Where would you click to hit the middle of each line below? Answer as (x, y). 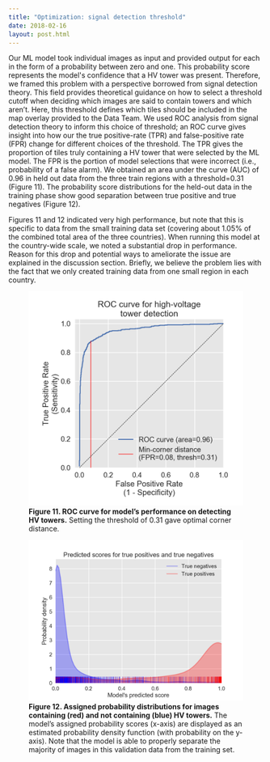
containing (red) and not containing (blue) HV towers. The (128, 715)
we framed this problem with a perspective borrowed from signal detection (133, 84)
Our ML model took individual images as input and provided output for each (134, 58)
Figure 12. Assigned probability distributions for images (124, 707)
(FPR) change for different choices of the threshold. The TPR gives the (126, 144)
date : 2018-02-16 (38, 25)
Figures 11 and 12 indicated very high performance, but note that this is (126, 220)
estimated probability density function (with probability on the (131, 733)
